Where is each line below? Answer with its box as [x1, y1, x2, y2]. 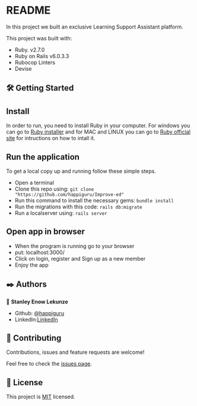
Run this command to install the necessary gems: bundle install [14, 196, 174, 204]
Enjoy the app [14, 261, 49, 268]
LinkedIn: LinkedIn [14, 316, 58, 323]
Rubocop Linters [14, 59, 55, 66]
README [6, 4, 51, 17]
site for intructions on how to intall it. [6, 135, 96, 142]
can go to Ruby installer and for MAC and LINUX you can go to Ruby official [6, 128, 191, 135]
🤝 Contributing [6, 333, 62, 343]
